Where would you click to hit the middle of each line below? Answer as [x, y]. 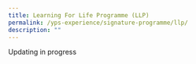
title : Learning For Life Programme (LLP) [79, 15]
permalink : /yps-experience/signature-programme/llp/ [98, 23]
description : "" [35, 30]
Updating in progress [43, 52]
